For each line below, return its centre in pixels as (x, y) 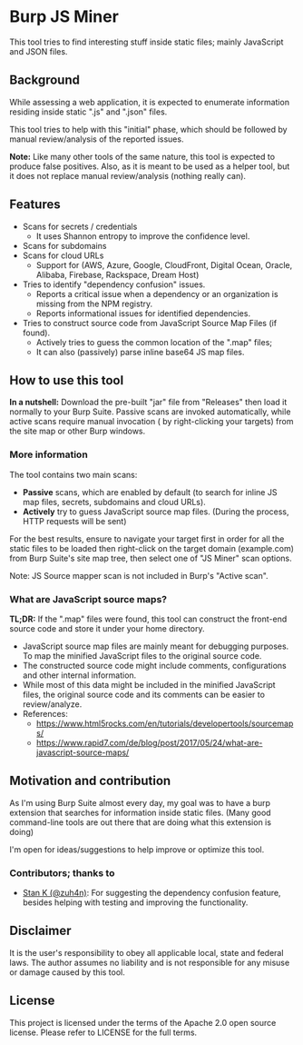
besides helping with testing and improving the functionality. (135, 902)
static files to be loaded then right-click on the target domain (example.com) (152, 548)
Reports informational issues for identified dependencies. (143, 313)
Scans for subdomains (64, 245)
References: (45, 713)
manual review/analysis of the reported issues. (97, 139)
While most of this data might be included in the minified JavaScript (149, 684)
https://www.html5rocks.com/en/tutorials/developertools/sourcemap (165, 723)
